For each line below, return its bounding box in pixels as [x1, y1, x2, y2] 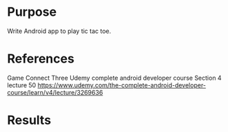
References [7, 51, 74, 67]
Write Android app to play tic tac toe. [7, 27, 112, 35]
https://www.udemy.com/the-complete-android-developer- [37, 80, 207, 89]
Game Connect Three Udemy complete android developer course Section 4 [7, 74, 222, 82]
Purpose [7, 4, 57, 20]
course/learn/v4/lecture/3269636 [7, 88, 103, 96]
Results [7, 113, 52, 128]
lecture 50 [7, 80, 37, 89]
